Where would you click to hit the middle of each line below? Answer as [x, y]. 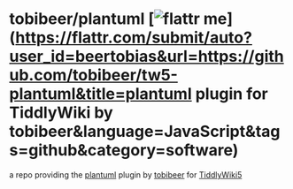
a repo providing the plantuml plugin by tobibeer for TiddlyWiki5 [126, 174]
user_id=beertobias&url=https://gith [147, 57]
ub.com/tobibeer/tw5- [94, 76]
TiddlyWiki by [61, 113]
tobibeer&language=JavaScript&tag [145, 132]
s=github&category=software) [124, 151]
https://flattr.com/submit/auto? [134, 38]
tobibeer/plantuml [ [82, 19]
